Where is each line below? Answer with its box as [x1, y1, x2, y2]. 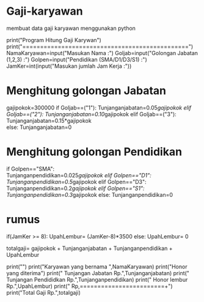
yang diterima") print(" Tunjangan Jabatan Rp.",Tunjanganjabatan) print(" [6, 269, 189, 276]
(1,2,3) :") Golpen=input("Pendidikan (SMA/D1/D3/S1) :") [6, 56, 148, 63]
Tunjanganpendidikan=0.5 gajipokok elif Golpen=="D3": [6, 178, 147, 185]
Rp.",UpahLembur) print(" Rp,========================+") [6, 282, 173, 290]
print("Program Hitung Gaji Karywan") [6, 36, 102, 43]
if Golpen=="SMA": [6, 165, 55, 172]
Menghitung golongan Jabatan [6, 84, 167, 98]
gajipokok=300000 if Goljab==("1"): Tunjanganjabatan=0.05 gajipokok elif [6, 104, 192, 111]
